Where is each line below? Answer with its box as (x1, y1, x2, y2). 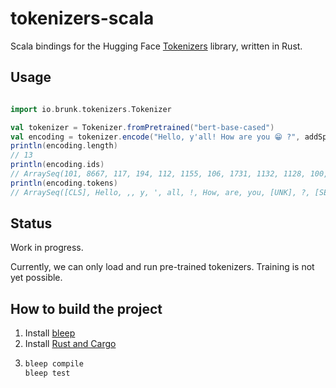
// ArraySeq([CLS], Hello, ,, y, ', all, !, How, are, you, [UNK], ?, (10, 187, 311, 197)
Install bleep (24, 327, 76, 339)
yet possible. (10, 272, 63, 284)
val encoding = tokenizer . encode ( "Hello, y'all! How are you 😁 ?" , (10, 132, 301, 142)
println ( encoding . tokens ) (10, 178, 118, 188)
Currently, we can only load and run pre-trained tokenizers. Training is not (10, 261, 315, 273)
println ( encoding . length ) (10, 141, 118, 151)
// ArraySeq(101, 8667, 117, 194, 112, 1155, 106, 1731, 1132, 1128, (10, 169, 307, 179)
